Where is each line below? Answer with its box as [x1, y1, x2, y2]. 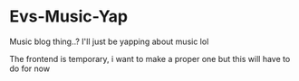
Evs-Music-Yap [9, 6, 129, 27]
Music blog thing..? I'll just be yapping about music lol [9, 36, 209, 47]
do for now [9, 63, 51, 74]
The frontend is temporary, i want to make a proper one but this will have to [9, 53, 291, 64]
